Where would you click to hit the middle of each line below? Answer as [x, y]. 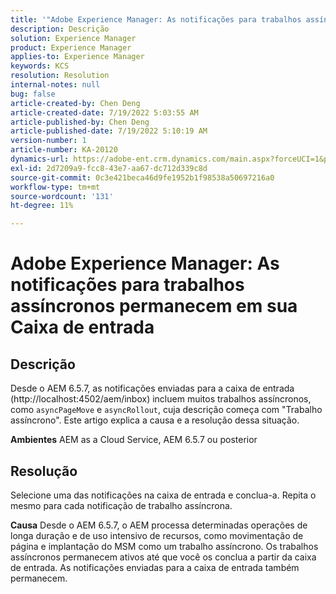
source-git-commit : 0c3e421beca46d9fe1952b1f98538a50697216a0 [142, 177]
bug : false [33, 94]
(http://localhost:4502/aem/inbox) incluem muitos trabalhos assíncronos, [161, 399]
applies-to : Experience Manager [77, 57]
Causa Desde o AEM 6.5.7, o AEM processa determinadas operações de [159, 525]
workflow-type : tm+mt [55, 187]
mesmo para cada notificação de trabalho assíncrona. [121, 505]
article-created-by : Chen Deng [75, 103]
